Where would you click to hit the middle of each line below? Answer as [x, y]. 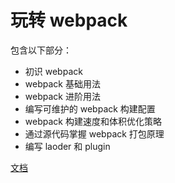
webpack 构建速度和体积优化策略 [93, 121]
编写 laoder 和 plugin [67, 146]
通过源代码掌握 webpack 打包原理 [94, 133]
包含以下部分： [41, 50]
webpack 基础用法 [62, 83]
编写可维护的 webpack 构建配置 [90, 108]
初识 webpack [53, 71]
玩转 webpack [69, 20]
